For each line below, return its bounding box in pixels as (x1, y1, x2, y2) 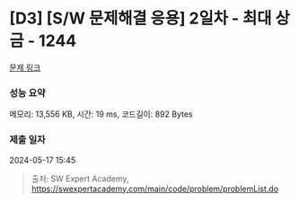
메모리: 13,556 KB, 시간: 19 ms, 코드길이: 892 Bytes (9, 109, 193, 119)
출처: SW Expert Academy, (31, 172, 129, 184)
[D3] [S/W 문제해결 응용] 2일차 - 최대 (9, 8, 272, 29)
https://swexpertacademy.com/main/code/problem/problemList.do (31, 183, 279, 194)
